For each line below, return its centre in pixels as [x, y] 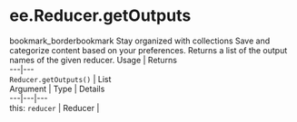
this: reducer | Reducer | [54, 108]
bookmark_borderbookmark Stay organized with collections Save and [140, 41]
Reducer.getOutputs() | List [60, 79]
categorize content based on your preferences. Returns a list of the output [148, 50]
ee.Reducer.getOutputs [100, 16]
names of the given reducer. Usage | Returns [93, 60]
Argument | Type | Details [57, 89]
